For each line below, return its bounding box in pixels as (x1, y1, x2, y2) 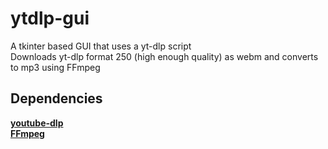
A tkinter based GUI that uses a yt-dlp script (10, 40, 192, 52)
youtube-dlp (10, 117, 64, 129)
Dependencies (10, 90, 103, 107)
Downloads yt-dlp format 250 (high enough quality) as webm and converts (10, 50, 319, 62)
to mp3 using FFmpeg (10, 61, 101, 73)
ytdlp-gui (10, 7, 90, 30)
